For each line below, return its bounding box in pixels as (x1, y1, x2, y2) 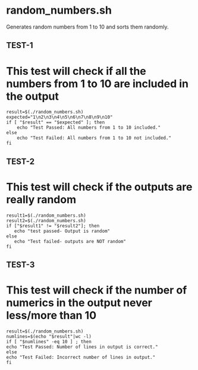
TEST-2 (6, 156, 34, 166)
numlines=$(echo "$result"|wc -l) (6, 333, 92, 339)
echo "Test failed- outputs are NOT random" (14, 238, 127, 244)
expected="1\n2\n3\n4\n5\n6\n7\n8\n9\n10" (6, 114, 113, 121)
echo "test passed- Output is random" (14, 228, 111, 234)
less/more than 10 (6, 309, 97, 322)
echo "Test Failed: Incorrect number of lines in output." (6, 354, 156, 360)
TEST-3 (6, 260, 35, 270)
